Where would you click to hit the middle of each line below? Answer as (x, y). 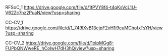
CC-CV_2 (15, 43)
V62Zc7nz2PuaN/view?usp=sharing (43, 13)
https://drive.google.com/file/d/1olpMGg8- (70, 43)
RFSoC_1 (14, 7)
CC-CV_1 (14, 22)
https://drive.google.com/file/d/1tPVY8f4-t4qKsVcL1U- (80, 7)
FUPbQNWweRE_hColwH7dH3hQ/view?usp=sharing (60, 48)
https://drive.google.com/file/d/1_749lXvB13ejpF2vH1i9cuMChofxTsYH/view (84, 28)
